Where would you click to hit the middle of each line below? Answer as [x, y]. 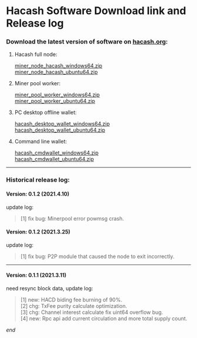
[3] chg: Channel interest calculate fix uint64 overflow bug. [91, 312]
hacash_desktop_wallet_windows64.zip [62, 124]
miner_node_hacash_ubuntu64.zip [56, 72]
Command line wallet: [41, 142]
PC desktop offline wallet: [46, 112]
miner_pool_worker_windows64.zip [57, 95]
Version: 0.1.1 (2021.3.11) [36, 275]
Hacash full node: [36, 55]
